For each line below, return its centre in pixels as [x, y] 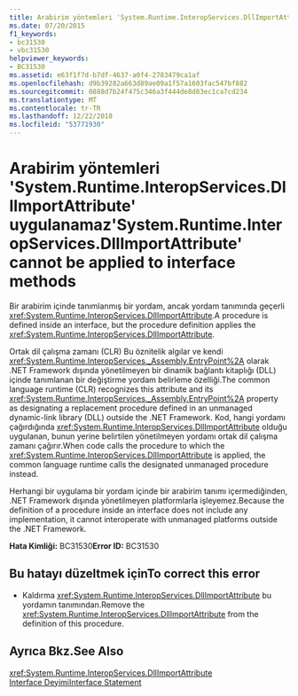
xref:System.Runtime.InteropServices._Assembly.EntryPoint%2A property [144, 398]
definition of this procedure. [73, 623]
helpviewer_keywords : [49, 59]
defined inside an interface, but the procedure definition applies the [133, 325]
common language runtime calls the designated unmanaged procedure [139, 464]
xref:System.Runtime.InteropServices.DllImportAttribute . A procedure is [139, 315]
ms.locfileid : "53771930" [57, 125]
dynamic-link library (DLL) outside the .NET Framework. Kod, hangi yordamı [147, 417]
